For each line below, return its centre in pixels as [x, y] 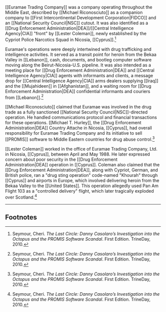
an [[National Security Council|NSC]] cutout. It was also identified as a [77, 23]
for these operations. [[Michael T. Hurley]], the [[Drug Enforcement [73, 123]
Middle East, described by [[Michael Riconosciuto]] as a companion [74, 12]
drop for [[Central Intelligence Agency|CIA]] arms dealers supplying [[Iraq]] [82, 81]
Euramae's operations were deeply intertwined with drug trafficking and [78, 49]
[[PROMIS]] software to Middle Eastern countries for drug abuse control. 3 [80, 139]
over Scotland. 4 [21, 197]
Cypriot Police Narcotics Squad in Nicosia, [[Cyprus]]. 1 [61, 39]
